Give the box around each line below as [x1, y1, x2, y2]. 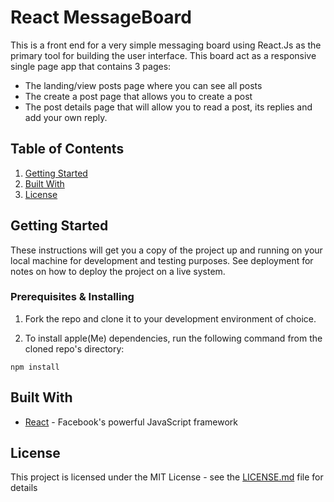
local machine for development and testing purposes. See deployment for [10, 254, 314, 266]
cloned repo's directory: [24, 342, 125, 355]
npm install [10, 362, 60, 372]
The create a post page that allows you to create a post [24, 90, 253, 102]
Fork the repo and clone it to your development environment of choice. [24, 312, 317, 325]
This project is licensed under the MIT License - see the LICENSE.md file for [10, 471, 324, 483]
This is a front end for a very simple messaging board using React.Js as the [10, 39, 322, 51]
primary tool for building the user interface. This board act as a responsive [10, 49, 317, 61]
